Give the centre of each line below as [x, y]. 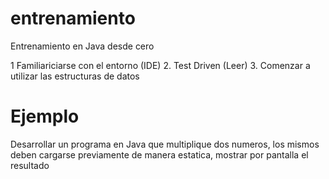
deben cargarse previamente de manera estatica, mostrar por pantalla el [159, 154]
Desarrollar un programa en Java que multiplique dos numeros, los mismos [165, 144]
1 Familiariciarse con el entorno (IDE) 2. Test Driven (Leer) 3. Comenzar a [160, 65]
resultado [30, 165]
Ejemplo [45, 116]
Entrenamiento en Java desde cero [82, 46]
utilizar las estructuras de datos [75, 76]
